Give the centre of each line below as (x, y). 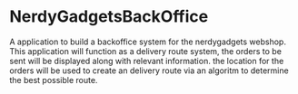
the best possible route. (54, 80)
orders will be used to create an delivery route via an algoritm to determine (149, 70)
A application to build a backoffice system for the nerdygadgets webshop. (148, 42)
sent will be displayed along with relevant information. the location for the (147, 61)
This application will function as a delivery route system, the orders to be (145, 51)
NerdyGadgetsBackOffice (109, 17)
